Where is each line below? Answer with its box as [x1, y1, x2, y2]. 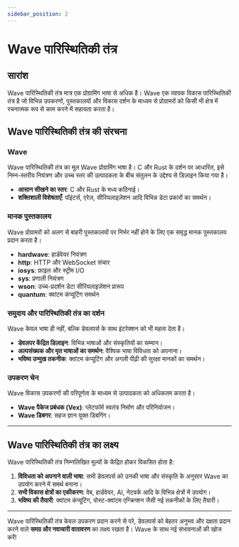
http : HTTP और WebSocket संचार [17, 257, 110, 267]
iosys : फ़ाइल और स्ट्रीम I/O [17, 266, 85, 275]
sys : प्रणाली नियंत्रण [17, 274, 64, 282]
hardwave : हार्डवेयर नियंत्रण [17, 250, 87, 258]
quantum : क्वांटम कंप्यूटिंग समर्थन [17, 290, 100, 299]
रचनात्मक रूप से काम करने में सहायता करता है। [7, 105, 115, 113]
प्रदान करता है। [7, 235, 42, 244]
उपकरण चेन [7, 373, 39, 383]
